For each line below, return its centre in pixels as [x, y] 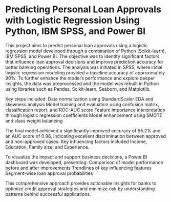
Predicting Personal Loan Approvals [83, 9]
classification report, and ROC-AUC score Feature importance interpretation [85, 110]
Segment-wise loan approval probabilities [49, 173]
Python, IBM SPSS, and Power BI [76, 31]
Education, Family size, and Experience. [47, 147]
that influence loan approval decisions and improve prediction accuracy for [84, 62]
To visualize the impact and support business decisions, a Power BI [76, 157]
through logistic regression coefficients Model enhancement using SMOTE [84, 115]
